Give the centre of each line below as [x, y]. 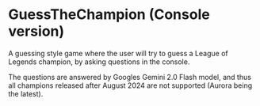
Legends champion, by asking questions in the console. [99, 62]
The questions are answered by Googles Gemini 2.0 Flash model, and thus [130, 77]
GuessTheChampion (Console [109, 15]
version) [36, 31]
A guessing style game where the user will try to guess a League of [118, 53]
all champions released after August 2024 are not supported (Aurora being [130, 85]
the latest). [26, 93]
